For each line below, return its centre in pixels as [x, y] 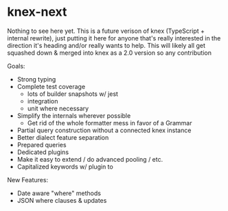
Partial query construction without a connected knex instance [104, 130]
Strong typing [36, 79]
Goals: [16, 66]
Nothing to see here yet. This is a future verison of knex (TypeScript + [106, 31]
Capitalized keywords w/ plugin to [65, 166]
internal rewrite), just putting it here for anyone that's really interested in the [114, 38]
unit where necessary [58, 108]
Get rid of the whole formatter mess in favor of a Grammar [110, 123]
